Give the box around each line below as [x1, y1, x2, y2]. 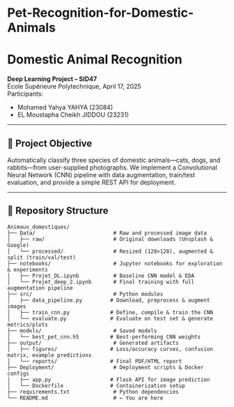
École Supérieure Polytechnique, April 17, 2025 [7, 82, 141, 91]
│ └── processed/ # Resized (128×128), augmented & [7, 248, 214, 255]
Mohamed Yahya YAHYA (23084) [17, 103, 114, 112]
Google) [7, 242, 30, 249]
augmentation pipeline [7, 284, 73, 291]
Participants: [7, 89, 44, 98]
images [7, 302, 26, 310]
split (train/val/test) [7, 253, 77, 261]
